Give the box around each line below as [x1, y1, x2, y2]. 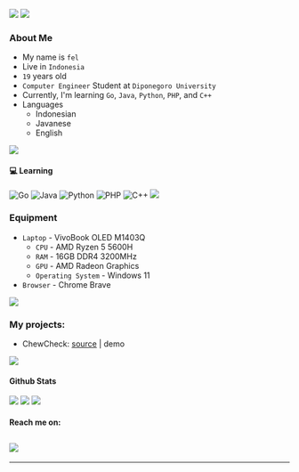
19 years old [21, 71, 67, 82]
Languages [21, 99, 64, 110]
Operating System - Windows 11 [35, 270, 150, 281]
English [35, 127, 63, 138]
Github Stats [9, 375, 57, 387]
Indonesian [35, 109, 77, 119]
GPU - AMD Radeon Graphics [35, 260, 140, 271]
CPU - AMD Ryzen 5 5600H [35, 241, 133, 252]
